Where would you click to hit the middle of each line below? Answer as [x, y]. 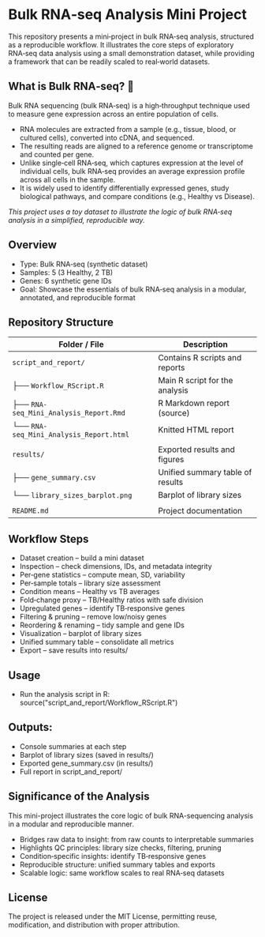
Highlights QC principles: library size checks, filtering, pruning [120, 848]
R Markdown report [194, 403]
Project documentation [200, 511]
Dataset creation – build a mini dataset [82, 558]
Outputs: [30, 727]
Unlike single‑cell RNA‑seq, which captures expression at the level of [131, 163]
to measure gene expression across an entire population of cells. [114, 114]
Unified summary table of [205, 472]
